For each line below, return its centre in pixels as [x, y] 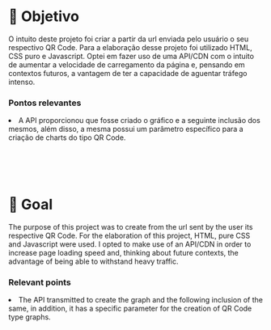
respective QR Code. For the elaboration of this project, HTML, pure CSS [129, 236]
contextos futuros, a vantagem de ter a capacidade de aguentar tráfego [128, 73]
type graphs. [30, 317]
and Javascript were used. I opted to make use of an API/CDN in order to [130, 244]
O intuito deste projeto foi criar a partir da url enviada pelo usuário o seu [129, 39]
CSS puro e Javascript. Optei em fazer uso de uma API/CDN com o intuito [131, 56]
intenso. [22, 82]
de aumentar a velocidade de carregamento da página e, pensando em [127, 65]
